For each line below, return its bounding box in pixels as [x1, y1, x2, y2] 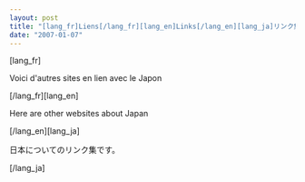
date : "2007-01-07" [9, 30, 84, 39]
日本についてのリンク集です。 [9, 145, 121, 156]
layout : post [9, 13, 59, 23]
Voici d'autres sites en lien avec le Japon [9, 73, 162, 84]
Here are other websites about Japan [9, 108, 149, 119]
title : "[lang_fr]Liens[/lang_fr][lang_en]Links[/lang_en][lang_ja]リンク [9, 22, 295, 31]
